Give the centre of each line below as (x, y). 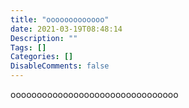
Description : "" (44, 38)
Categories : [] (42, 57)
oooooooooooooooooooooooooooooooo (94, 94)
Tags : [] (28, 47)
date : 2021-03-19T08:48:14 (66, 29)
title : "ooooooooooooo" (60, 19)
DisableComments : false (60, 66)
